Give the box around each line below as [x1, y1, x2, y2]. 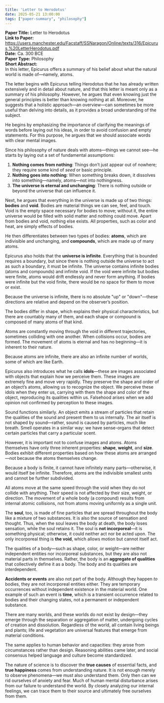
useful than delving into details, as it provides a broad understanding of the [5, 107, 157, 113]
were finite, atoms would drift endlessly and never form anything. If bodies [5, 274, 155, 280]
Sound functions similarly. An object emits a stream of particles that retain [5, 409, 154, 415]
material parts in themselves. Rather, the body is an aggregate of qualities [5, 556, 155, 562]
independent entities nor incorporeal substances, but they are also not [5, 551, 147, 557]
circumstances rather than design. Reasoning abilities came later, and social [5, 647, 159, 653]
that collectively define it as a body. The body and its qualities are [5, 561, 138, 567]
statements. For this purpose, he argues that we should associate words [5, 132, 151, 138]
